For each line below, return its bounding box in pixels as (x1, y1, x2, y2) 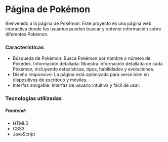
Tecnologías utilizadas (5, 95, 62, 102)
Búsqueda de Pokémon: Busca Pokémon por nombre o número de (12, 55, 151, 61)
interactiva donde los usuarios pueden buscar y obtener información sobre (5, 25, 161, 31)
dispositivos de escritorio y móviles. (12, 77, 88, 83)
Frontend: (5, 108, 27, 114)
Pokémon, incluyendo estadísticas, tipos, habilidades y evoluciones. (12, 66, 155, 72)
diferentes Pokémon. (5, 31, 49, 37)
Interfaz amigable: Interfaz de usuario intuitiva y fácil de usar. (12, 82, 141, 88)
